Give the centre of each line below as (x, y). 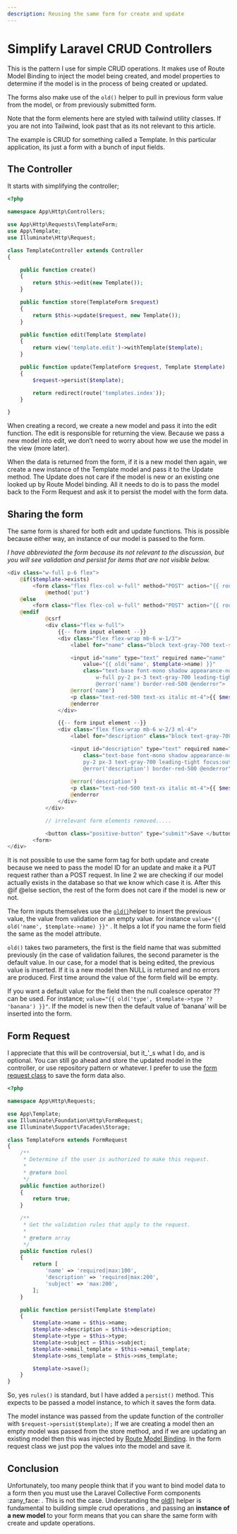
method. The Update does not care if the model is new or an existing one (114, 477)
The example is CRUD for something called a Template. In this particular (112, 139)
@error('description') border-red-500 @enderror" (157, 768)
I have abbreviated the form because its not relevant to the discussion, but (116, 552)
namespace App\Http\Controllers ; (56, 212)
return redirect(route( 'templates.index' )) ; (99, 393)
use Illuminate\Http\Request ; (52, 237)
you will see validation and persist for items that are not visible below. (109, 560)
